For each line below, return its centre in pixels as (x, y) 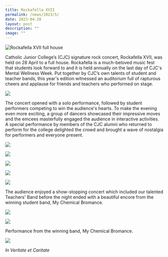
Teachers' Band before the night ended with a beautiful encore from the (79, 197)
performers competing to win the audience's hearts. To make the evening (81, 108)
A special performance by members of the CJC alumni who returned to (78, 124)
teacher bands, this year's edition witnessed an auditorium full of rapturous (83, 79)
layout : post (19, 24)
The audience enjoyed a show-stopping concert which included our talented (84, 192)
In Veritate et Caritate (28, 250)
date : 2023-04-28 (23, 19)
